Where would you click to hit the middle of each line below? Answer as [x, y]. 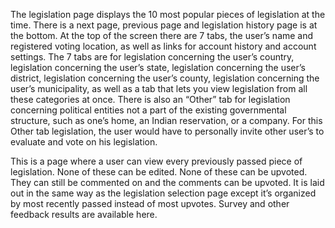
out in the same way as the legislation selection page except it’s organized [163, 193]
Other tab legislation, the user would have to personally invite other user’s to [167, 131]
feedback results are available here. [84, 214]
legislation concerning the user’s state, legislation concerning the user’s [158, 67]
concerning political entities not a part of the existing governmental [148, 110]
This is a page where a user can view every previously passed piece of [156, 161]
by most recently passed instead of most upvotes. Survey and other [150, 203]
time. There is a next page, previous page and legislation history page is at [164, 25]
